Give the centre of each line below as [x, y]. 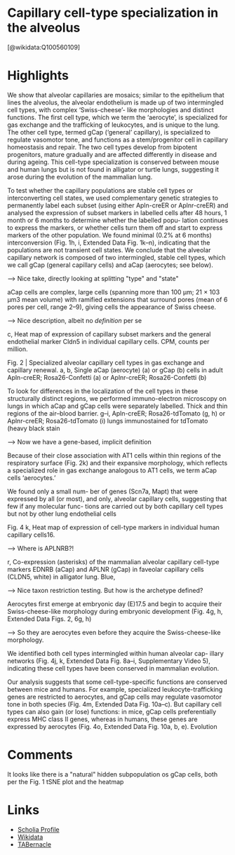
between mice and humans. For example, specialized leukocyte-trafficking [115, 689]
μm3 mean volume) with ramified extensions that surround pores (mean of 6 [117, 299]
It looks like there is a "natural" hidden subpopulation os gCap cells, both [113, 774]
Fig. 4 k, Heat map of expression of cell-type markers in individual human [113, 527]
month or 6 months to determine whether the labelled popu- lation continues [118, 220]
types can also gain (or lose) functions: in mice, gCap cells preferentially [112, 711]
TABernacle [34, 844]
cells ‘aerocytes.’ [32, 477]
